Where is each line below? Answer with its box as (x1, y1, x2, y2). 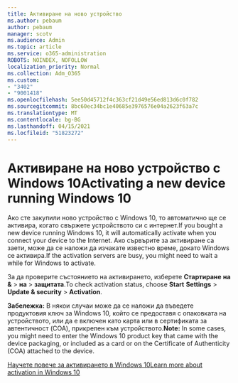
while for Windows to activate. (7, 259, 96, 267)
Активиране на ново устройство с (7, 160, 221, 176)
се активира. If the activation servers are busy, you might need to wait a (7, 252, 218, 260)
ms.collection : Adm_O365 (7, 70, 81, 77)
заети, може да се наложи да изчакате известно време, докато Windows (7, 244, 229, 252)
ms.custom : (7, 76, 40, 84)
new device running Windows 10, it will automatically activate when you (7, 229, 217, 237)
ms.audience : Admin (7, 37, 65, 44)
